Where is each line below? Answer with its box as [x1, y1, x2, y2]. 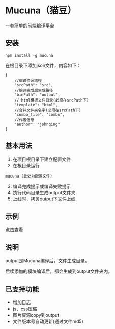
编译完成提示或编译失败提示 [12, 183, 71, 189]
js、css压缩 [12, 306, 37, 312]
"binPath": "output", [14, 92, 60, 97]
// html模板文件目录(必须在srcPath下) [14, 97, 89, 103]
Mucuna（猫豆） [5, 5, 77, 16]
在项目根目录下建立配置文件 [12, 156, 71, 162]
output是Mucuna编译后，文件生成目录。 [5, 258, 90, 264]
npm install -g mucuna [5, 53, 53, 58]
